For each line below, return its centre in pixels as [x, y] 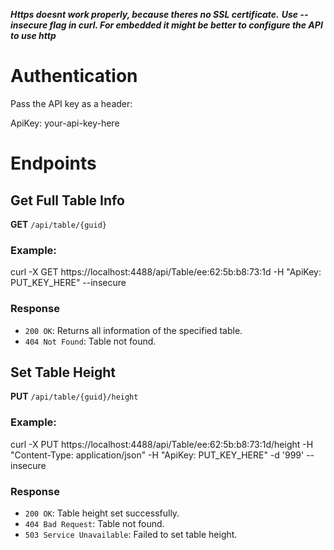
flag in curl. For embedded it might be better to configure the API [186, 25]
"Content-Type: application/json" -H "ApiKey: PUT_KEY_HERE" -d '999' [157, 455]
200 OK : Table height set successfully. [102, 513]
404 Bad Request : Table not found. [94, 523]
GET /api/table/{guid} [58, 224]
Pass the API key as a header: [71, 103]
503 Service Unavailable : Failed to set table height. [131, 534]
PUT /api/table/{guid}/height [74, 396]
